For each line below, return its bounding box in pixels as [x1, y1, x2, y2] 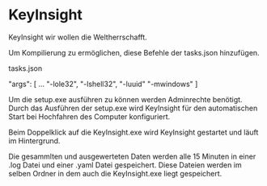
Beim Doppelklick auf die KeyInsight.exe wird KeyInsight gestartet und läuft [8, 127, 259, 137]
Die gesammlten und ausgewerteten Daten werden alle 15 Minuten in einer [8, 151, 256, 161]
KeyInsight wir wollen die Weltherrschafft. [8, 32, 147, 42]
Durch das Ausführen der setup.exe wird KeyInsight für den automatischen [8, 103, 258, 113]
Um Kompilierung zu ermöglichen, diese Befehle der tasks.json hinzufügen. [8, 48, 261, 57]
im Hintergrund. [8, 135, 61, 146]
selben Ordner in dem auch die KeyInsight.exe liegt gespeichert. [8, 168, 222, 178]
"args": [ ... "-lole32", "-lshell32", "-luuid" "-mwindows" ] [8, 79, 198, 89]
